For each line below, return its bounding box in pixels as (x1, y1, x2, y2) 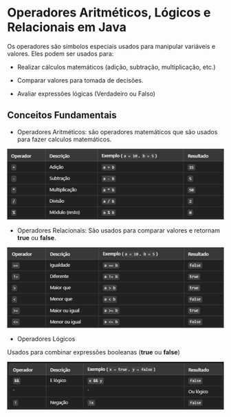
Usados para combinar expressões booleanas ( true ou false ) (7, 347, 180, 356)
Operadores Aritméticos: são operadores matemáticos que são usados (16, 127, 218, 136)
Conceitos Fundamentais (7, 109, 117, 121)
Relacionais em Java (7, 19, 127, 35)
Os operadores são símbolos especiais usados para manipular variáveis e (7, 42, 216, 50)
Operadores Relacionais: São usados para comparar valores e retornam (16, 226, 220, 235)
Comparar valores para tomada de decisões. (16, 76, 144, 84)
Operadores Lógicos (16, 334, 76, 343)
